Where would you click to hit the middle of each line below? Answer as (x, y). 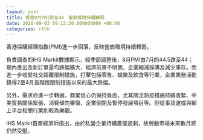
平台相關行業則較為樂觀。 (43, 110)
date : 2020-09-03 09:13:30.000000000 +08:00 (63, 23)
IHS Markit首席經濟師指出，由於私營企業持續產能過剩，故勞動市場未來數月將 (101, 123)
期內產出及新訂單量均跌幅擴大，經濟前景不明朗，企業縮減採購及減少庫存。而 (101, 67)
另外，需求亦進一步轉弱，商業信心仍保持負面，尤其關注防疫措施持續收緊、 (99, 95)
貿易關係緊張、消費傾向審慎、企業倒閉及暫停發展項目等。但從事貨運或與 (101, 103)
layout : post (23, 12)
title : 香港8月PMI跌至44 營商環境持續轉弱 (55, 18)
